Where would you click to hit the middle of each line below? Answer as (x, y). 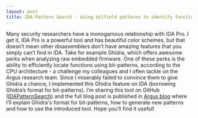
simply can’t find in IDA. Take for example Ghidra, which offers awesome (94, 52)
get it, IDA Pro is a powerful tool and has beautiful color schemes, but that (96, 40)
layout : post (22, 11)
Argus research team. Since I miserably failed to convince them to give (92, 77)
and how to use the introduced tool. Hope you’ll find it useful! (80, 109)
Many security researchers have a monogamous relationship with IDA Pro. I (98, 33)
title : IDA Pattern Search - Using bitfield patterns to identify (89, 17)
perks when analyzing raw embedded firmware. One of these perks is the (95, 59)
